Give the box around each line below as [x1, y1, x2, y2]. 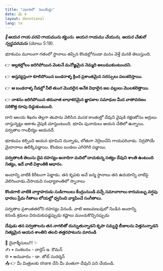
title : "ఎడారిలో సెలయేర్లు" [5, 7, 54, 12]
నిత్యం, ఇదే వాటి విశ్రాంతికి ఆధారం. [5, 161, 63, 167]
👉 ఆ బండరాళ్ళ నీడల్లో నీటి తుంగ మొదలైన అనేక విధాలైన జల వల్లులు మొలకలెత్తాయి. [5, 85, 149, 91]
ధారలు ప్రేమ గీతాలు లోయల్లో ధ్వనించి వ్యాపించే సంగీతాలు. [5, 195, 103, 201]
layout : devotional [5, 16, 45, 21]
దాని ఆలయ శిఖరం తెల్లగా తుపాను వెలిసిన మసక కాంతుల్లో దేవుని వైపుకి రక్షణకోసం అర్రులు [5, 114, 157, 120]
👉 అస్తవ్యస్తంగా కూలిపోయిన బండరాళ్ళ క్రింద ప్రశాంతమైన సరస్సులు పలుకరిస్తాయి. [5, 73, 143, 79]
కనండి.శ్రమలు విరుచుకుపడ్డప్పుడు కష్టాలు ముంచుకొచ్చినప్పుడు [5, 212, 109, 218]
